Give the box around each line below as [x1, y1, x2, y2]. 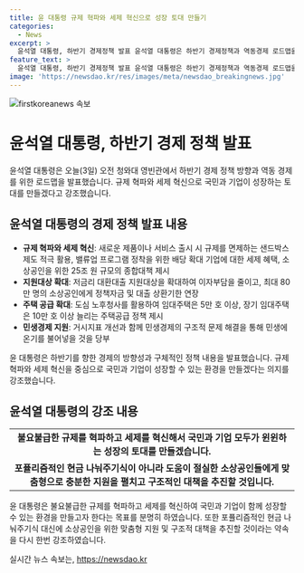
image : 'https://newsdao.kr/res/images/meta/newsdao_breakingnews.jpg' [9, 72, 285, 81]
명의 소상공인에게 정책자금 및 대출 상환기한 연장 [32, 287, 199, 299]
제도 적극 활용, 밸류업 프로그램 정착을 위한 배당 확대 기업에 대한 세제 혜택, [22, 253, 280, 264]
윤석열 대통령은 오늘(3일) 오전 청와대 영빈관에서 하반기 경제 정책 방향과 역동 [9, 165, 276, 176]
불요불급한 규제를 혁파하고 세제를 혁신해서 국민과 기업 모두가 [17, 432, 260, 444]
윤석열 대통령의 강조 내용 [9, 404, 138, 419]
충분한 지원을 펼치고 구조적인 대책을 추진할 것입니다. [65, 476, 274, 489]
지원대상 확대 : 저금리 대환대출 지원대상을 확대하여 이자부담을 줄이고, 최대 [22, 276, 279, 287]
